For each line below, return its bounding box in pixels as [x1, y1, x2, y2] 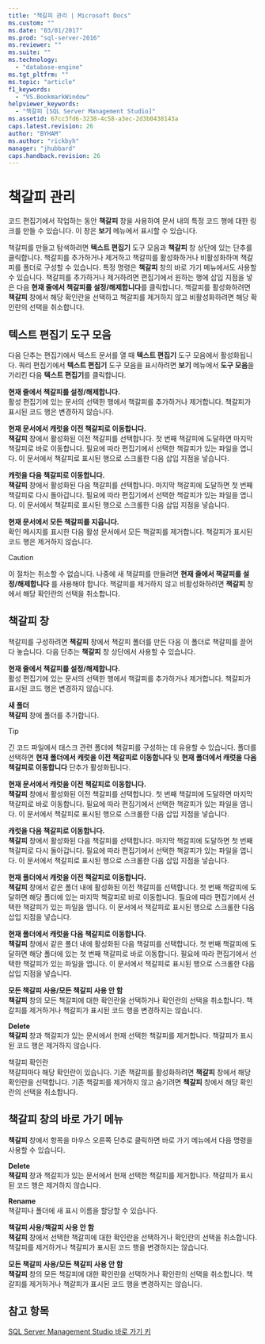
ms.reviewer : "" [8, 41, 62, 49]
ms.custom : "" [8, 19, 55, 27]
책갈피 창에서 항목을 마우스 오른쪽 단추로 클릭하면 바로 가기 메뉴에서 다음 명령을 [8, 1135, 253, 1145]
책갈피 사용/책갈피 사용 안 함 [8, 1223, 95, 1232]
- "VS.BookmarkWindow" [15, 93, 90, 101]
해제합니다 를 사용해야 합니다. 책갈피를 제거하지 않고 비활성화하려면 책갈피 [17, 579, 245, 588]
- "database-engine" [15, 63, 83, 71]
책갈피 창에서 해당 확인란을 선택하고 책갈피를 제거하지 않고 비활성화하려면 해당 [8, 293, 249, 302]
